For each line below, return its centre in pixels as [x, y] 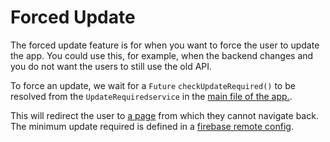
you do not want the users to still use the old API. [111, 66]
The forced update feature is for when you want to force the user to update [165, 45]
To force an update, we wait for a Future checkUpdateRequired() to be [153, 85]
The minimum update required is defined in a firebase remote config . [152, 126]
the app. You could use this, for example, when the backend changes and [162, 55]
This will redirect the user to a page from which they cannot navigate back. [164, 115]
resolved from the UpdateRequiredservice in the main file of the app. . [151, 96]
